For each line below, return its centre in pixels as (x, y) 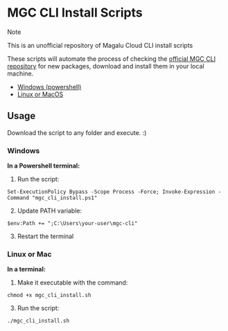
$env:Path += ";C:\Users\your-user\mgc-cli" (72, 224)
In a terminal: (27, 269)
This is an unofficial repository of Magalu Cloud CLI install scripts (100, 45)
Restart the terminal (45, 236)
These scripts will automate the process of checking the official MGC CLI (112, 59)
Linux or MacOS (40, 94)
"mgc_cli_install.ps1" (65, 198)
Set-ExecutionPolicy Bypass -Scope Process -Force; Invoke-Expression (111, 192)
